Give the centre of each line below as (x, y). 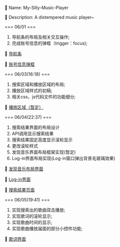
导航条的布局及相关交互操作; (41, 37)
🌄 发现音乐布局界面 (24, 169)
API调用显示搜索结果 (33, 133)
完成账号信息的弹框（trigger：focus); (49, 43)
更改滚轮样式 (25, 146)
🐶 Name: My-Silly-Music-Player (37, 8)
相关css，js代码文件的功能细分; (44, 97)
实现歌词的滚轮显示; (32, 216)
